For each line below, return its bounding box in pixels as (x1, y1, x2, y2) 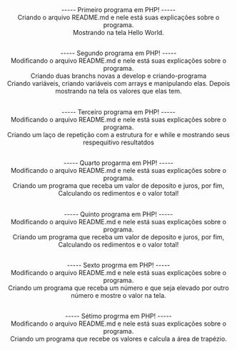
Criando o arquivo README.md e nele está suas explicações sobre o (17, 13, 220, 21)
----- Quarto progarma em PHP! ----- (63, 159, 174, 167)
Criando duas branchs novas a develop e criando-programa (30, 71, 207, 80)
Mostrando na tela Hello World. (73, 29, 164, 36)
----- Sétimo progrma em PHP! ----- (65, 312, 172, 321)
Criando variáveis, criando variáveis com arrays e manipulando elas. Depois (6, 79, 231, 88)
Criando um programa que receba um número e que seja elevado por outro (8, 284, 229, 292)
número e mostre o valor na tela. (71, 291, 166, 299)
